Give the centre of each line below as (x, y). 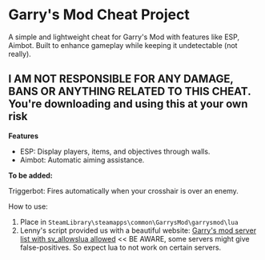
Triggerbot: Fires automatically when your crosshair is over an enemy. (123, 190)
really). (20, 54)
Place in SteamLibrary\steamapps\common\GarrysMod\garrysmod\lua (129, 222)
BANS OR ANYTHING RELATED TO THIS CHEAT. (130, 92)
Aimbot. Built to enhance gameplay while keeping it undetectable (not (123, 45)
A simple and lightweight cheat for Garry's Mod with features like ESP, (124, 37)
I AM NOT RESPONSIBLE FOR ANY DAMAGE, (121, 79)
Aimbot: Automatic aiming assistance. (82, 160)
